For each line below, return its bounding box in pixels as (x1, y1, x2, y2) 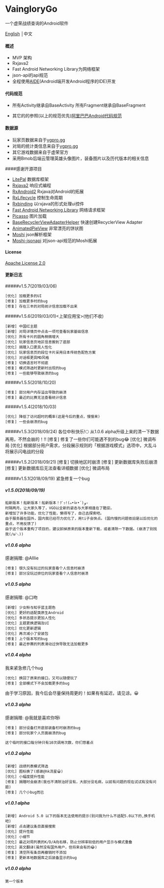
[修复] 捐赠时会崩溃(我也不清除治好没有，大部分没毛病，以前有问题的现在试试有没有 (5, 779, 153, 784)
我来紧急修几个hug (5, 665, 43, 671)
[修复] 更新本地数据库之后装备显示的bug (5, 855, 77, 860)
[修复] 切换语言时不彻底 (5, 360, 49, 365)
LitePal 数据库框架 (12, 176, 49, 182)
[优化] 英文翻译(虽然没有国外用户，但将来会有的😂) (5, 845, 97, 850)
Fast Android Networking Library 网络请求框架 (12, 207, 106, 213)
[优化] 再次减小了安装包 (5, 631, 49, 636)
